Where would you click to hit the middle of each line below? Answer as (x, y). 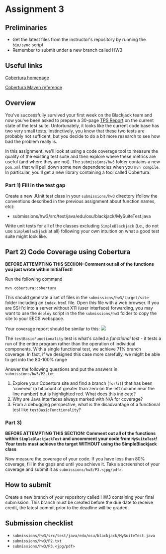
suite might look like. (26, 236)
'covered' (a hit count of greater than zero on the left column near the (83, 388)
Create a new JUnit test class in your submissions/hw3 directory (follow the (81, 196)
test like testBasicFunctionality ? (46, 410)
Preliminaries (26, 28)
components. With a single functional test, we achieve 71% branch (73, 349)
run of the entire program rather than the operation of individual (70, 343)
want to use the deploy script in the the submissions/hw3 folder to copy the (81, 313)
